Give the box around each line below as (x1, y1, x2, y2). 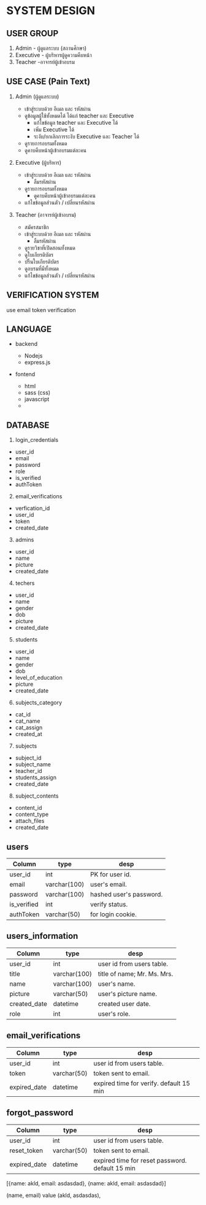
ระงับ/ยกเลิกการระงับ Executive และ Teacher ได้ (33, 133, 140, 140)
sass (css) (24, 389, 51, 396)
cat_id (15, 711, 31, 718)
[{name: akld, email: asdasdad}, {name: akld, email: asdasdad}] (6, 1179, 167, 1187)
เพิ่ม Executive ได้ (33, 125, 75, 133)
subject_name (15, 761, 51, 768)
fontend (15, 371, 36, 378)
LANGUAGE (6, 324, 52, 335)
